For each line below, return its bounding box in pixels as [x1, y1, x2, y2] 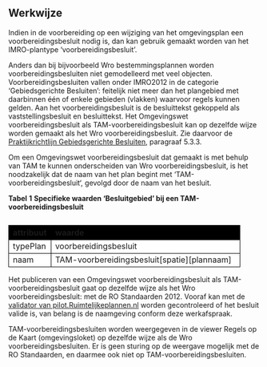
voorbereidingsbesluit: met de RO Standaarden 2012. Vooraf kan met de [8, 292, 245, 301]
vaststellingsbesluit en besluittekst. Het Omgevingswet [8, 111, 189, 121]
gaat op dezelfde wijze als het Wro [82, 283, 196, 292]
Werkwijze [8, 6, 62, 20]
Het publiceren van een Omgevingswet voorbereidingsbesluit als [8, 274, 221, 284]
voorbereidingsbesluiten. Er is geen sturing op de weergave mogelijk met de [8, 341, 260, 351]
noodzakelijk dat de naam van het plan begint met [8, 169, 173, 179]
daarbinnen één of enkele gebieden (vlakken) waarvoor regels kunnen [8, 94, 240, 103]
